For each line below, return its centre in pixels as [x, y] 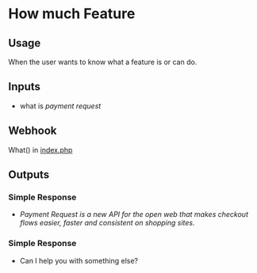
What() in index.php [40, 150]
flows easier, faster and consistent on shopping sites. [107, 223]
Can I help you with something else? [79, 260]
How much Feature [72, 14]
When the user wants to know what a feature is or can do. [103, 62]
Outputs [29, 175]
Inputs [25, 87]
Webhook [33, 131]
